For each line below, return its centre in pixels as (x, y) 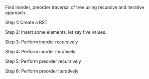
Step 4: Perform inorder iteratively (40, 52)
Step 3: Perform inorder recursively (42, 42)
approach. (16, 13)
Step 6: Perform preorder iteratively (42, 71)
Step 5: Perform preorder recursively (43, 61)
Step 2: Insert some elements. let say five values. (56, 32)
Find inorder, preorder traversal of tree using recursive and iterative (75, 7)
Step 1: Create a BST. (27, 22)
